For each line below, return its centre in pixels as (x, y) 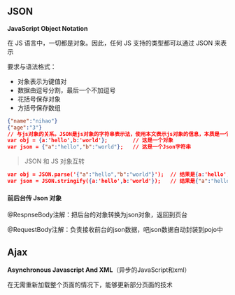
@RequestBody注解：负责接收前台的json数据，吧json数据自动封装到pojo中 (115, 230)
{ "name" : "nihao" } (33, 121)
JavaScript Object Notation (48, 28)
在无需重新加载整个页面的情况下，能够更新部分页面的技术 (90, 284)
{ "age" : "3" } (24, 128)
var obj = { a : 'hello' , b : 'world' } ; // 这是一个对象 (90, 140)
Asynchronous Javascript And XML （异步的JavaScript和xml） (99, 270)
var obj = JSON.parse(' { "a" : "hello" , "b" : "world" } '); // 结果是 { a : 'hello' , (119, 174)
